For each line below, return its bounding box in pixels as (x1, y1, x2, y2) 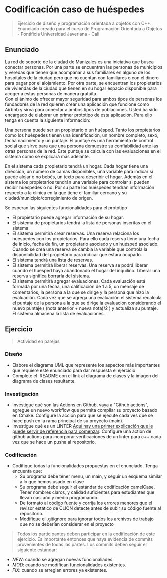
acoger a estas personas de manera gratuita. (5, 90, 98, 96)
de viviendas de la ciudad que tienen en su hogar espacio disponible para (5, 85, 157, 91)
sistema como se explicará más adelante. (5, 153, 90, 159)
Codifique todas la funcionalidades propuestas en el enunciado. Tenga (12, 463, 158, 469)
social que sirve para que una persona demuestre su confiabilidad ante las (5, 143, 159, 149)
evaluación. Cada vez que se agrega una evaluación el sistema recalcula (12, 294, 162, 300)
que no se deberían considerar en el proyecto (19, 521, 114, 527)
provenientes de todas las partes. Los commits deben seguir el (17, 542, 147, 548)
